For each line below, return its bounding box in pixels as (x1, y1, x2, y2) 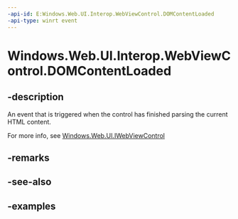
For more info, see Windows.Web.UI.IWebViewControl (7, 131, 166, 139)
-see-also (7, 176, 52, 188)
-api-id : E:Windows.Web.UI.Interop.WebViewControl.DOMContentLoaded (7, 10, 215, 18)
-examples (7, 200, 56, 212)
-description (7, 91, 64, 103)
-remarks (7, 151, 50, 164)
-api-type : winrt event (7, 17, 78, 24)
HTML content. (7, 117, 52, 126)
